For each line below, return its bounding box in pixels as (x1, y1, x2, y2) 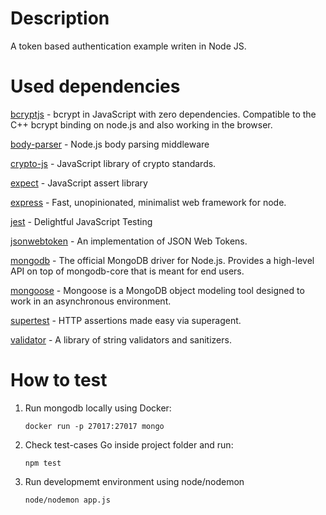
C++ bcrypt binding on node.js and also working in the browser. (10, 118, 273, 131)
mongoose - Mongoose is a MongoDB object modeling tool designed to (10, 284, 305, 296)
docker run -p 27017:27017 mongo (24, 421, 165, 431)
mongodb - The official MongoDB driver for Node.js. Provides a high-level (10, 254, 315, 266)
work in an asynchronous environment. (10, 295, 172, 307)
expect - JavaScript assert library (10, 177, 148, 189)
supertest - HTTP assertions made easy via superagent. (10, 314, 242, 326)
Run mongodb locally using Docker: (24, 402, 172, 414)
